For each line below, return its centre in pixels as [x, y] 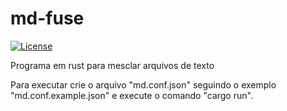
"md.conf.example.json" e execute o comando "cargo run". [131, 95]
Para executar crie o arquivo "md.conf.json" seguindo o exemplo [143, 84]
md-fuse [47, 18]
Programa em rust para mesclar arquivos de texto [112, 65]
